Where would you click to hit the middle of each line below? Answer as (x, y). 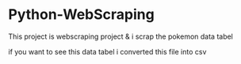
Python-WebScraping (81, 15)
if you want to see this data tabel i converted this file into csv (107, 51)
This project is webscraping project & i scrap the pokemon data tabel (121, 36)
